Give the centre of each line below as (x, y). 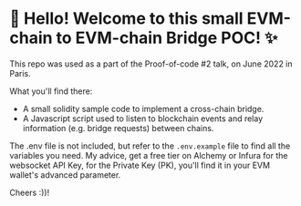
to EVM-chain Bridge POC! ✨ (167, 38)
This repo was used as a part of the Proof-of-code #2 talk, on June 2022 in (151, 64)
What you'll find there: (51, 91)
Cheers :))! (30, 192)
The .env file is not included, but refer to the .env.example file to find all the (150, 146)
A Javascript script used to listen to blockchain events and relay (143, 118)
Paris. (21, 73)
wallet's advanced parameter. (65, 175)
